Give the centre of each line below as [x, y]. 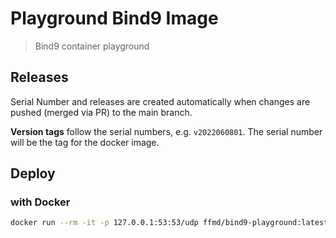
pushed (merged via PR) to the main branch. [101, 112]
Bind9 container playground [92, 46]
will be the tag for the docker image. [85, 142]
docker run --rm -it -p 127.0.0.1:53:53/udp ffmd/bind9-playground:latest [169, 223]
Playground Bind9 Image [114, 18]
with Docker [40, 202]
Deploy [33, 173]
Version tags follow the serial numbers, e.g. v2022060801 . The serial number [166, 131]
